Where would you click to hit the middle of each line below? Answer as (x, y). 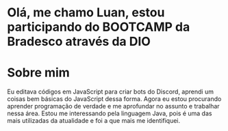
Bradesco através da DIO (79, 42)
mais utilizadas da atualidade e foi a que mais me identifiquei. (93, 121)
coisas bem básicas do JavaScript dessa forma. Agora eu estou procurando (114, 99)
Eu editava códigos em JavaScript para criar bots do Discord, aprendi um (111, 92)
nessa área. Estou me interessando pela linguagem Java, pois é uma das (110, 113)
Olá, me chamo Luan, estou (86, 13)
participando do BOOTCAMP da (99, 27)
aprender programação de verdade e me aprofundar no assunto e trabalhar (114, 106)
